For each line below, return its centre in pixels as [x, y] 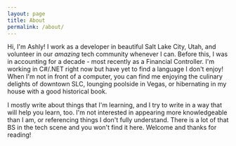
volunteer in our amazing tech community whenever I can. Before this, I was [118, 54]
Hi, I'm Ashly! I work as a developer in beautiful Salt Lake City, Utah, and [112, 47]
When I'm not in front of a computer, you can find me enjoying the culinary [115, 77]
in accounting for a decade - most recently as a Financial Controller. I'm [111, 62]
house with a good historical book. [57, 91]
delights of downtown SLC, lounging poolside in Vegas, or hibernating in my [117, 84]
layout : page [26, 14]
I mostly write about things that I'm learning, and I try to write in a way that [115, 105]
